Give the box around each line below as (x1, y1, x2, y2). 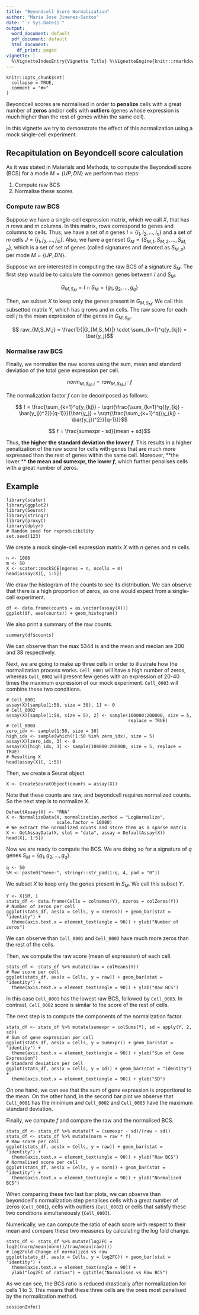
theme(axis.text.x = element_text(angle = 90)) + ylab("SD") (11, 1076, 166, 1082)
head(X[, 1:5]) (6, 835, 44, 841)
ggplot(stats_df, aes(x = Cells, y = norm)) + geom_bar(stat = (6, 1165, 166, 1170)
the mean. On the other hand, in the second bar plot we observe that (6, 1092, 174, 1099)
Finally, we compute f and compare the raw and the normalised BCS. (6, 1117, 174, 1124)
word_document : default (11, 31, 70, 37)
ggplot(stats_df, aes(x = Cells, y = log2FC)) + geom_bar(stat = (6, 1254, 171, 1260)
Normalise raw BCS (6, 347, 63, 355)
